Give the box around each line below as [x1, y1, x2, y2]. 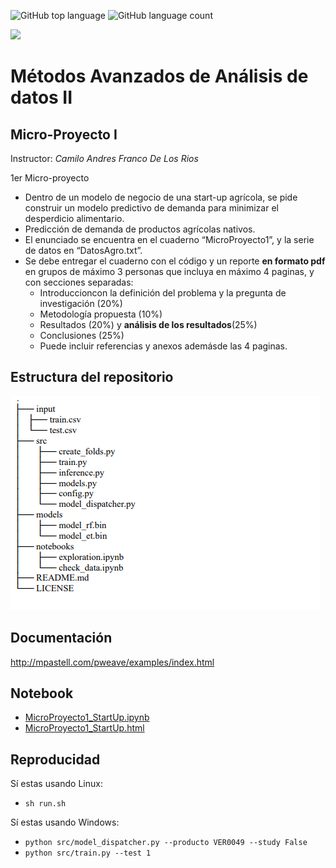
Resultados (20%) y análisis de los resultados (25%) [39, 319, 258, 330]
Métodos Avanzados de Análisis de [10, 65, 309, 88]
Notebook [10, 685, 74, 702]
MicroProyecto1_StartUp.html [24, 722, 145, 734]
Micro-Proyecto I [10, 126, 118, 143]
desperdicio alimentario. [24, 213, 125, 224]
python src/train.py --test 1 [24, 848, 152, 859]
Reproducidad [10, 751, 101, 768]
